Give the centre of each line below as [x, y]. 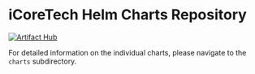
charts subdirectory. [43, 61]
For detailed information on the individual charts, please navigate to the [127, 52]
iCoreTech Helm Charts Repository [128, 15]
